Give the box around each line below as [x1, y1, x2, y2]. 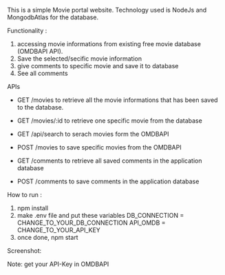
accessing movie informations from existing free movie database [17, 40, 202, 48]
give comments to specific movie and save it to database [17, 62, 179, 70]
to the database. [17, 103, 64, 111]
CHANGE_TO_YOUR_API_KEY [17, 226, 101, 234]
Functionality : [7, 27, 47, 34]
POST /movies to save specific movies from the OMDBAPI [17, 143, 182, 151]
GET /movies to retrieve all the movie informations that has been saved [17, 96, 218, 104]
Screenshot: [7, 247, 42, 254]
